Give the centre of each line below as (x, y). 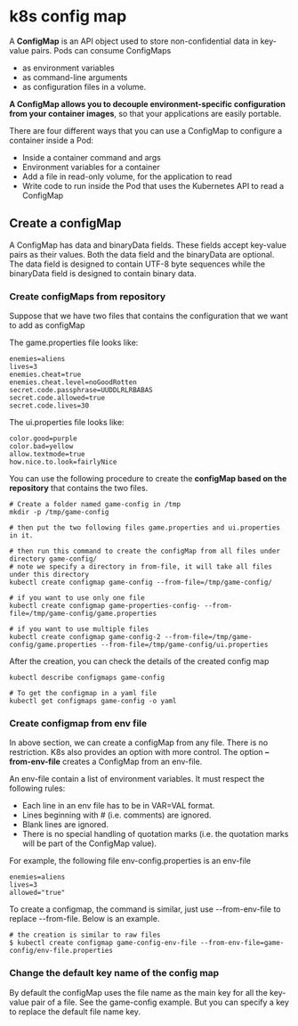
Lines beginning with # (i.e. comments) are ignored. (117, 815)
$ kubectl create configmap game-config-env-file (103, 943)
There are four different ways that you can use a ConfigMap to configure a (146, 130)
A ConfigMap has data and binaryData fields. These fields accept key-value (148, 245)
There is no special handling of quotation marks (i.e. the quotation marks (155, 834)
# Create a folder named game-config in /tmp (95, 505)
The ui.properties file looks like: (67, 423)
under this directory (49, 575)
